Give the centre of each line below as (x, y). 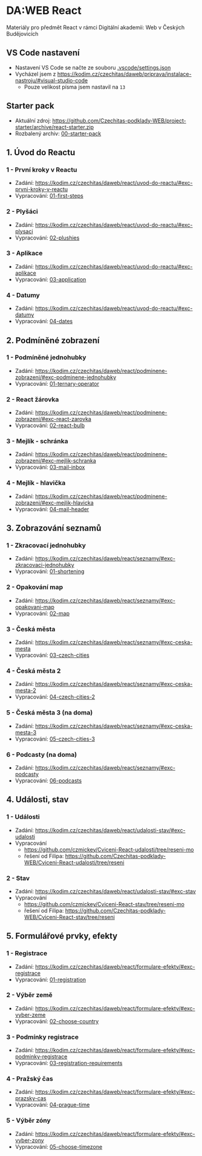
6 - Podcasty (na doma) (42, 754)
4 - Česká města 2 (34, 671)
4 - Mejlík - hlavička (36, 483)
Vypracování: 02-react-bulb (50, 426)
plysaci (24, 231)
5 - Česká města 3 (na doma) (50, 713)
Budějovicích (22, 33)
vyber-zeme (30, 1015)
